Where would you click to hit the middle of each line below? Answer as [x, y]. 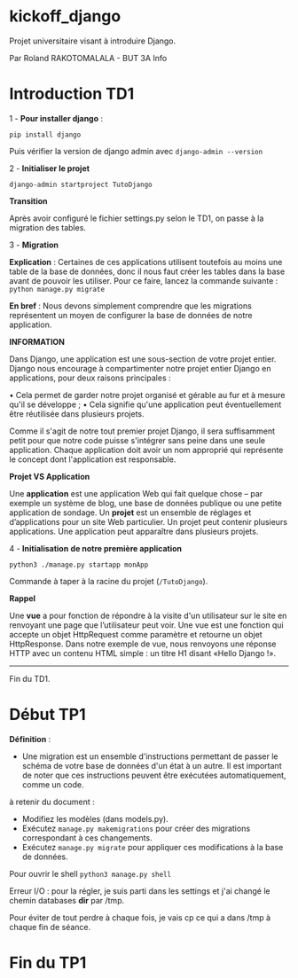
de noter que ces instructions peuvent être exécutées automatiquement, [154, 775]
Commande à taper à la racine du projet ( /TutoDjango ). [109, 581]
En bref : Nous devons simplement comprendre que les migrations [131, 305]
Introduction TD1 [72, 94]
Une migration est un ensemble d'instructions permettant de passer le [150, 756]
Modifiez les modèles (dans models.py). [95, 818]
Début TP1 [47, 715]
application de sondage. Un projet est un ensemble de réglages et [130, 512]
